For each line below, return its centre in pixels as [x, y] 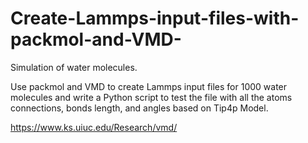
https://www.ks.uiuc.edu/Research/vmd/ [94, 127]
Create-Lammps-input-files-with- [155, 18]
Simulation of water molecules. [74, 67]
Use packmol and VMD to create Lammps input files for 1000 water [149, 86]
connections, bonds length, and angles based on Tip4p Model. [139, 108]
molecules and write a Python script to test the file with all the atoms [151, 97]
